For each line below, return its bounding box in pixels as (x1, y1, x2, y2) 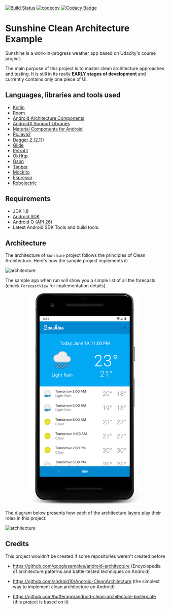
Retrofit (12, 147, 28, 153)
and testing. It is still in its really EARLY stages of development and (5, 71, 146, 77)
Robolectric (12, 180, 37, 186)
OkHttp (12, 153, 28, 159)
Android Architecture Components (12, 115, 85, 121)
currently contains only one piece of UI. (5, 76, 88, 82)
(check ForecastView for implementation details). (5, 283, 107, 289)
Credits (5, 539, 29, 548)
